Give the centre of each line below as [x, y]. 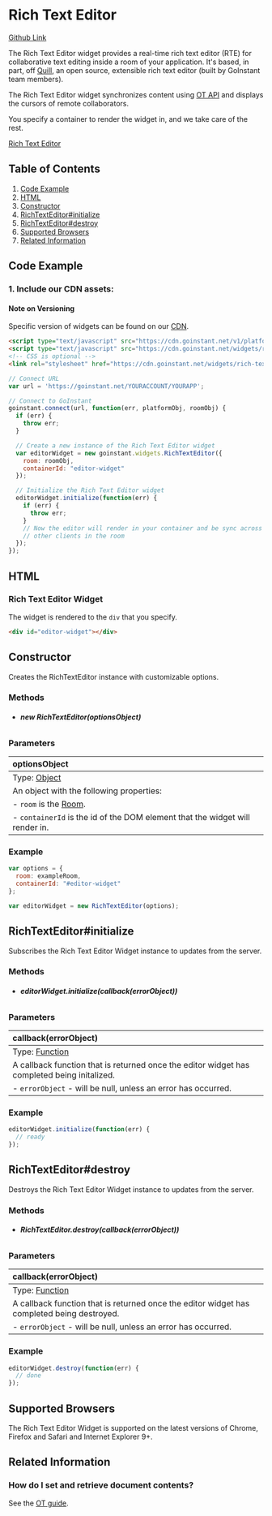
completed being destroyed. [66, 1314]
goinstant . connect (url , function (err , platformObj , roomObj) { [117, 408]
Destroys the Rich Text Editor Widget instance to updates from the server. [131, 1189]
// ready [30, 1137]
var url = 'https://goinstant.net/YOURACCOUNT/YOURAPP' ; [106, 386]
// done [29, 1376]
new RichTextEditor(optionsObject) [81, 717]
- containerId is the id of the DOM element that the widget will [132, 818]
